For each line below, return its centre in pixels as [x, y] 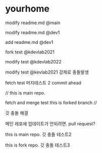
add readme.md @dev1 [29, 42]
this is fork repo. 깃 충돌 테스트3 [38, 145]
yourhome [27, 9]
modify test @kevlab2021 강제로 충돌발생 [47, 72]
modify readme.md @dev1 [33, 32]
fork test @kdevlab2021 [30, 52]
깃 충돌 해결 [17, 113]
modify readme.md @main [33, 23]
